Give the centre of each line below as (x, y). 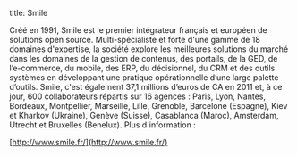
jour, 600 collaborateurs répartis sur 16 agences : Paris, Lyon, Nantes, (138, 96)
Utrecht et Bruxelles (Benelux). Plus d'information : (103, 125)
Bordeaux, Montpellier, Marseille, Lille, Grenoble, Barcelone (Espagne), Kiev (148, 106)
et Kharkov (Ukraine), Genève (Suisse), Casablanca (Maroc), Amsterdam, (144, 115)
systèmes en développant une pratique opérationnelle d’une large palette (144, 78)
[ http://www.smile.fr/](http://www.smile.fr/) (89, 142)
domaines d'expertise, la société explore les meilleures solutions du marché (149, 49)
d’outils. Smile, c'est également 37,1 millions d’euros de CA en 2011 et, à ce (146, 87)
